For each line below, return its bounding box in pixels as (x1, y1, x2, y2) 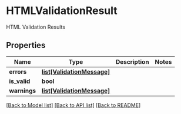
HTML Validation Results (6, 23, 66, 30)
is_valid (9, 77, 31, 85)
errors (9, 67, 27, 75)
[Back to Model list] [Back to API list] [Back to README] (6, 101, 141, 109)
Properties (6, 40, 46, 50)
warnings (9, 87, 36, 95)
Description (115, 57, 149, 65)
